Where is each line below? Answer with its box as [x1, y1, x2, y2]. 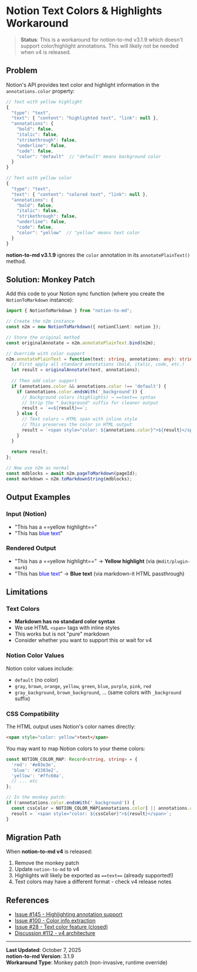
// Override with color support [6, 350, 85, 356]
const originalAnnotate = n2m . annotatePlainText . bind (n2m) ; [6, 340, 157, 346]
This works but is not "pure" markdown [14, 630, 110, 637]
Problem [6, 66, 38, 76]
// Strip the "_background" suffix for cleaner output [21, 400, 159, 406]
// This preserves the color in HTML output [21, 422, 133, 427]
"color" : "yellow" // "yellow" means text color [16, 229, 141, 236]
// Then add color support [11, 378, 77, 384]
